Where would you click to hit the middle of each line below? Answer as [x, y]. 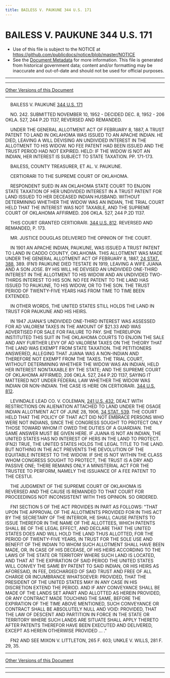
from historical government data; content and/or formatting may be [82, 65]
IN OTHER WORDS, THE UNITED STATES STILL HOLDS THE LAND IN [82, 306]
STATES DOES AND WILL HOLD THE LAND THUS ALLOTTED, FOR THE [79, 534]
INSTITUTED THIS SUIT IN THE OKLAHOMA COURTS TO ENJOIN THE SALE [85, 337]
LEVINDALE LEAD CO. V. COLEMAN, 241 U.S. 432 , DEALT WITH [76, 401]
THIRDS [13, 280]
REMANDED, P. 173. [26, 228]
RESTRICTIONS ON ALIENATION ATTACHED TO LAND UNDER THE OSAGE [83, 406]
